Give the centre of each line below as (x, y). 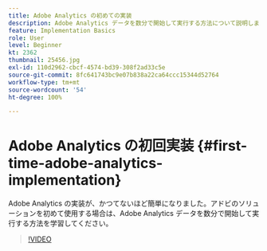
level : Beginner (35, 45)
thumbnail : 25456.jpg (44, 61)
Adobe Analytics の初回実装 (101, 146)
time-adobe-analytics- (86, 163)
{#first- (222, 146)
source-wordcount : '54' (48, 90)
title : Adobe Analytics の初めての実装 (70, 16)
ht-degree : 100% (35, 97)
